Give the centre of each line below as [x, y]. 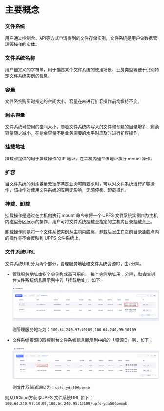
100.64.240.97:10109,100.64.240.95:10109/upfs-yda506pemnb [66, 404]
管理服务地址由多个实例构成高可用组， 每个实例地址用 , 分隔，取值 [79, 274]
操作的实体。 [26, 44]
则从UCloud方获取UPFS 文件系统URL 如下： [49, 398]
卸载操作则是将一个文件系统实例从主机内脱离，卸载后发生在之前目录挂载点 [80, 232]
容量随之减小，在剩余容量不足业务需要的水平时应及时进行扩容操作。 [73, 133]
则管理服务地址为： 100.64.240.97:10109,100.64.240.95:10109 [74, 330]
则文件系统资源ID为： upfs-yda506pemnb [51, 388]
